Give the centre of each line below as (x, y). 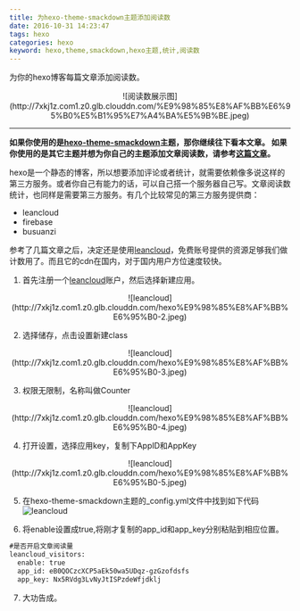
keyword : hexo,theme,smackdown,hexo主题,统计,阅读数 (104, 51)
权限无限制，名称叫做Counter (76, 391)
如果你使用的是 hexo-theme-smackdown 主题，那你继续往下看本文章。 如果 (148, 143)
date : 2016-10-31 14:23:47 (59, 26)
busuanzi (39, 232)
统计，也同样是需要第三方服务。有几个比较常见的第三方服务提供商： (134, 195)
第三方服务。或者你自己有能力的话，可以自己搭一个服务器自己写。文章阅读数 (150, 184)
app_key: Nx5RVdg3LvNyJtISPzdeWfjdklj (90, 579)
